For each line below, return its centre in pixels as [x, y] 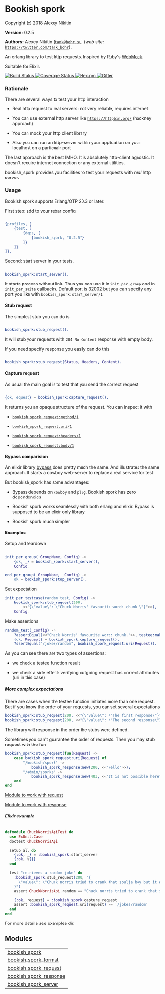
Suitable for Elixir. [23, 66]
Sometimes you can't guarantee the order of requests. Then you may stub [80, 739]
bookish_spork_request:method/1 [45, 417]
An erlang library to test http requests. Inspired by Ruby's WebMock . [74, 56]
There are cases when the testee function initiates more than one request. [80, 702]
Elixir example [20, 816]
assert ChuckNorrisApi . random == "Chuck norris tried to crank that [85, 891]
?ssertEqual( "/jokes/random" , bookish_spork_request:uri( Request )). [85, 644]
